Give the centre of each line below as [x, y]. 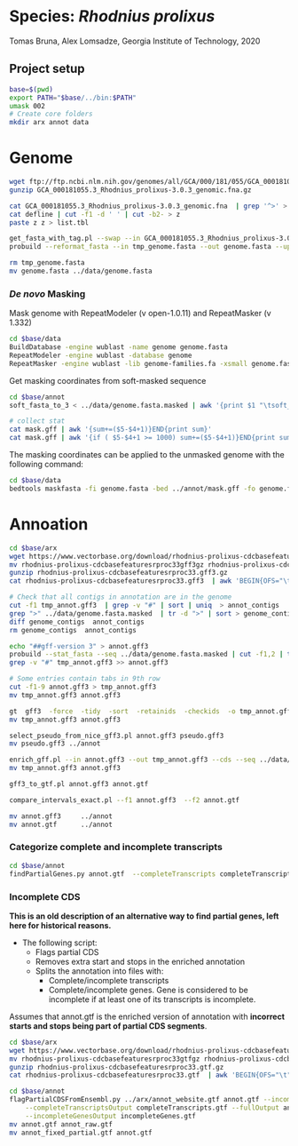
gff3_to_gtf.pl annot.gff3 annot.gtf [79, 784]
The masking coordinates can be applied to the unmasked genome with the [147, 455]
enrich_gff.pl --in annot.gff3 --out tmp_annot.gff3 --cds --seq [132, 760]
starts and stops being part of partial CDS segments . [108, 1026]
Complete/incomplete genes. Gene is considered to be [148, 990]
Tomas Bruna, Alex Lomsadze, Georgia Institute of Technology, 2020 [135, 41]
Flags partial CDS [67, 951]
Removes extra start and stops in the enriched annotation [140, 961]
